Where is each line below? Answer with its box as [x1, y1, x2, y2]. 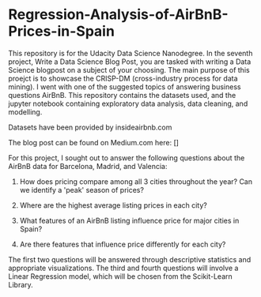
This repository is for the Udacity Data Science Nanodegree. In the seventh [8, 48, 253, 58]
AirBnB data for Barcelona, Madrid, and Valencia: [8, 161, 168, 171]
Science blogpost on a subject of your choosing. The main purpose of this [8, 65, 251, 74]
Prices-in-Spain [8, 22, 115, 40]
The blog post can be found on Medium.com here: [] [8, 137, 180, 147]
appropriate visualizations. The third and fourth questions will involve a [8, 263, 239, 273]
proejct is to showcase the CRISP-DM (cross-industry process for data [8, 73, 239, 83]
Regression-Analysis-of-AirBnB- [8, 6, 229, 24]
